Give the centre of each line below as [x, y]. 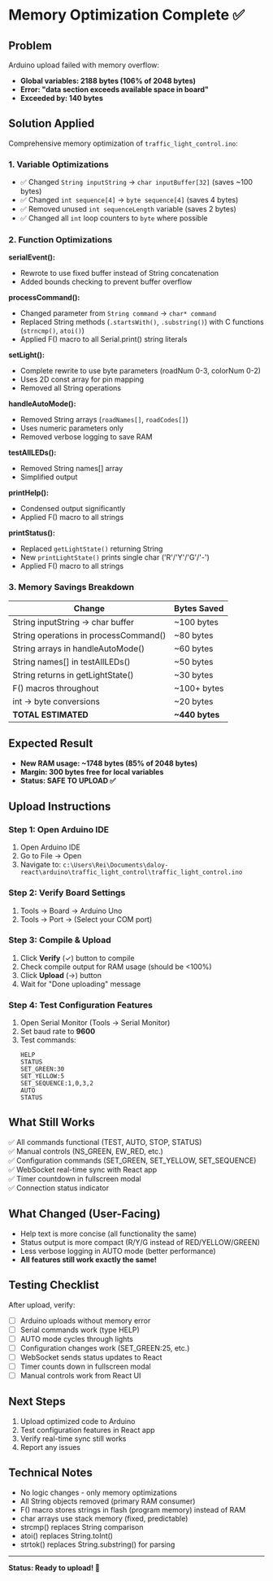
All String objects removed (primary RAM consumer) [108, 1501]
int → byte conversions [56, 701]
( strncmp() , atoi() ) [52, 330]
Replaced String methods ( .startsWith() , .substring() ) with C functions [142, 322]
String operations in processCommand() [89, 635]
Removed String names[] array [71, 469]
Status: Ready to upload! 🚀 [54, 1567]
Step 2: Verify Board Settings [67, 893]
